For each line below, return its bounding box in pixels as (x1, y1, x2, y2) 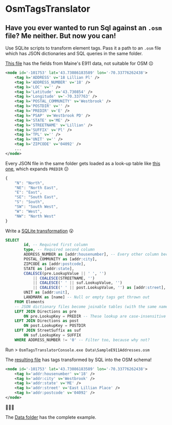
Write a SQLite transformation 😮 (5, 228, 74, 234)
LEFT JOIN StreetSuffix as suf (14, 328, 81, 333)
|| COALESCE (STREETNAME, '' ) (32, 276, 95, 281)
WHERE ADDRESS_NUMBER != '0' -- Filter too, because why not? (14, 337, 150, 343)
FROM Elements (14, 299, 45, 304)
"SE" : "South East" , (14, 195, 58, 200)
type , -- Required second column (24, 247, 95, 252)
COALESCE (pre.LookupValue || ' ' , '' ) (24, 271, 106, 276)
